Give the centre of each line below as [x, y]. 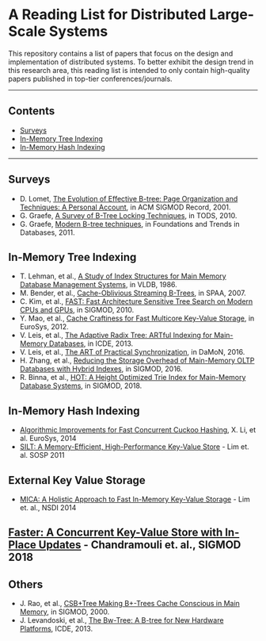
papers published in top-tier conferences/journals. [90, 79]
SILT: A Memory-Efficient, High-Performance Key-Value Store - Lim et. [134, 447]
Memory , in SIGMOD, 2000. [65, 612]
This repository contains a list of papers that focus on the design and [121, 53]
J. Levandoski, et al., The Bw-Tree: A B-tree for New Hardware [122, 620]
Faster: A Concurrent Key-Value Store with [116, 533]
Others [26, 584]
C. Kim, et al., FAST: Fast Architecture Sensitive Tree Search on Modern [136, 301]
